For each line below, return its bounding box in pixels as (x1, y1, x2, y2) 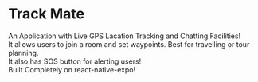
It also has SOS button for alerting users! (8, 57, 142, 66)
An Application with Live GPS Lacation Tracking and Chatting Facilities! (8, 31, 241, 41)
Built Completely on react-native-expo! (8, 64, 136, 74)
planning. (8, 48, 39, 57)
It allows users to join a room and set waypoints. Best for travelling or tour (8, 39, 250, 49)
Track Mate (8, 5, 85, 23)
